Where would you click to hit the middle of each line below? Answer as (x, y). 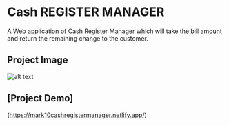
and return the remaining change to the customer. (78, 38)
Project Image (38, 60)
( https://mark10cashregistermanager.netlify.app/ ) (77, 115)
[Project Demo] (40, 98)
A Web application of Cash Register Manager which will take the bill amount (114, 31)
